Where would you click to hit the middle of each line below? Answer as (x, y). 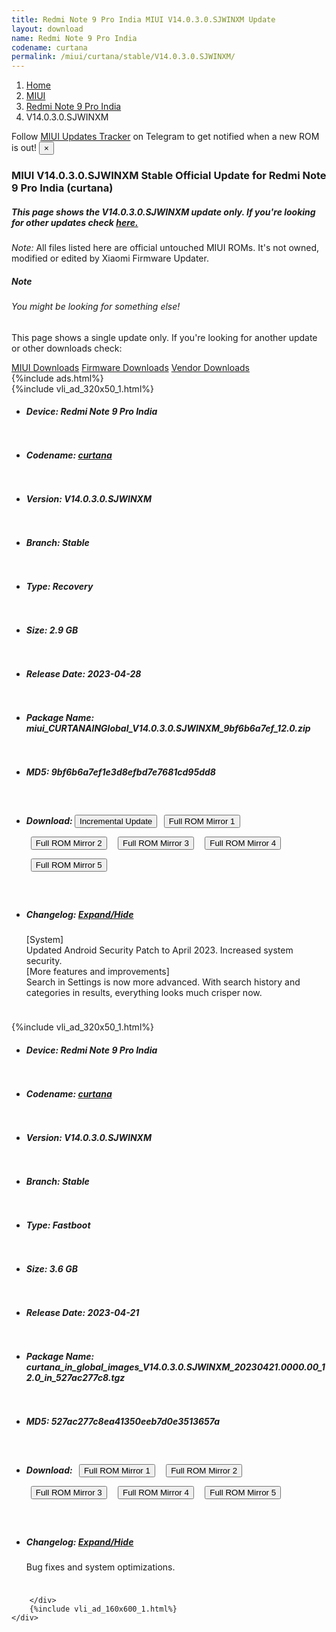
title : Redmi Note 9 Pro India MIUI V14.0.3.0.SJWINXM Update (143, 19)
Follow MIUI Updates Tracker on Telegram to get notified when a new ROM (165, 137)
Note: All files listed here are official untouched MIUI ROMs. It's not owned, (165, 248)
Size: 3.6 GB (51, 1268)
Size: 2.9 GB (52, 630)
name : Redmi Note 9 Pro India (74, 38)
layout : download (47, 29)
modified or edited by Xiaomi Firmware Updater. (110, 258)
